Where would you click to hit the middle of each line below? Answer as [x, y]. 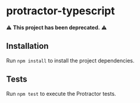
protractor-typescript [60, 11]
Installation [27, 46]
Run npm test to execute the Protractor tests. [61, 93]
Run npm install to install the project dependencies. [70, 60]
